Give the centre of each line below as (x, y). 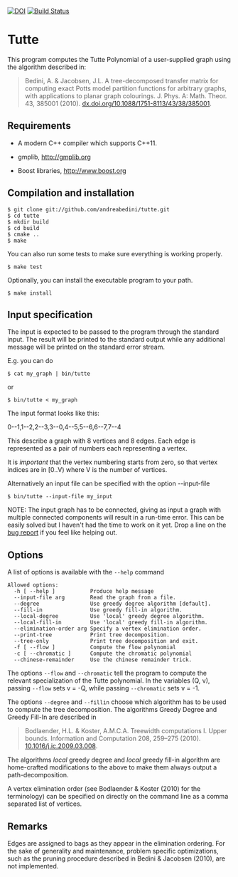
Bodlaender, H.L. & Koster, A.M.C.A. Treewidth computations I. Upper (126, 731)
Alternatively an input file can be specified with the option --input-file (109, 483)
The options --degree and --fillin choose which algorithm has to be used (117, 702)
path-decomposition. (38, 775)
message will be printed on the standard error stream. (86, 347)
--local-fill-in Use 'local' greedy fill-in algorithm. (111, 623)
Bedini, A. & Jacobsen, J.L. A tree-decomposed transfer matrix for (121, 80)
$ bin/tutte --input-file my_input (60, 497)
